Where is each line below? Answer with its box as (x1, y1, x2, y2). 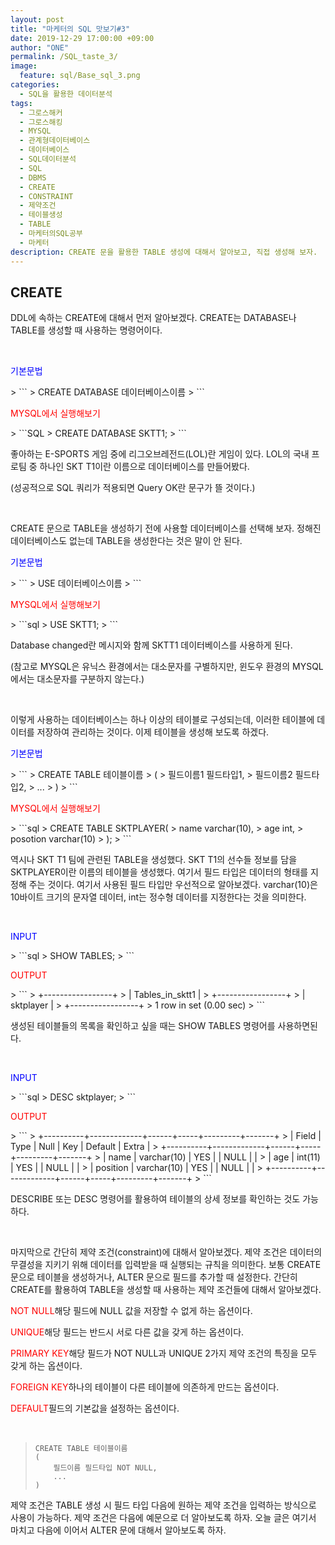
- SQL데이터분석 (19, 154, 77, 164)
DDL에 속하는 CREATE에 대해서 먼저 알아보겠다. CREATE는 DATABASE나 (10, 312, 297, 324)
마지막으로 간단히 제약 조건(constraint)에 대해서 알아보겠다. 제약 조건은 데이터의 (10, 1246, 323, 1258)
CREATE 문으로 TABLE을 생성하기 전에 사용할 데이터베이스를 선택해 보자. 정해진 (10, 522, 322, 535)
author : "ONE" (10, 42, 70, 53)
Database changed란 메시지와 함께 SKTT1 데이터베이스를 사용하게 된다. (10, 639, 293, 651)
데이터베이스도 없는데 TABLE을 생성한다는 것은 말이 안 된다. (10, 535, 243, 547)
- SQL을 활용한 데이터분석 (19, 89, 113, 99)
